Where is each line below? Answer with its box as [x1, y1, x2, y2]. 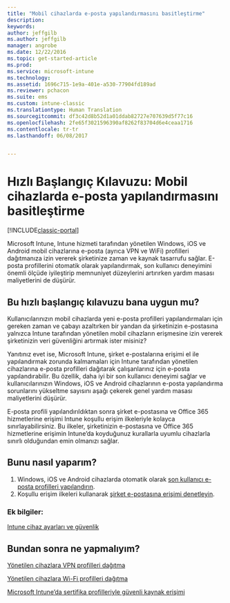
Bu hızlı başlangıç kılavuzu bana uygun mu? [7, 296, 200, 308]
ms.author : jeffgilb [7, 36, 67, 43]
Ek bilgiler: [7, 507, 44, 517]
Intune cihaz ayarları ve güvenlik [7, 523, 99, 531]
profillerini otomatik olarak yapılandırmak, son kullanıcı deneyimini [24, 262, 212, 270]
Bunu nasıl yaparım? [7, 457, 97, 468]
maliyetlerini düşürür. [7, 394, 67, 402]
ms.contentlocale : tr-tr [7, 126, 79, 133]
